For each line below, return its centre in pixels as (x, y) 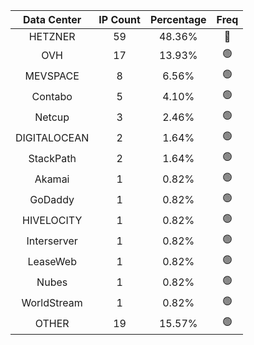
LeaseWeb (52, 261)
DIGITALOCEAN (52, 137)
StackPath (52, 158)
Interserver (52, 241)
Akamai (52, 179)
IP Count (119, 19)
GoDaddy (52, 199)
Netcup (52, 117)
